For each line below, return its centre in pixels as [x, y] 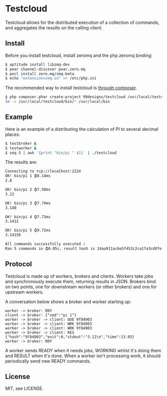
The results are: [21, 162]
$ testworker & [21, 148]
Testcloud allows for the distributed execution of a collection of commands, [83, 22]
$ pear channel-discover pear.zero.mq [45, 69]
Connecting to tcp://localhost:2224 [43, 171]
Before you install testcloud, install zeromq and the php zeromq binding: [79, 55]
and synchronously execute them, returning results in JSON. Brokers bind [81, 281]
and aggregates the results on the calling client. [54, 27]
